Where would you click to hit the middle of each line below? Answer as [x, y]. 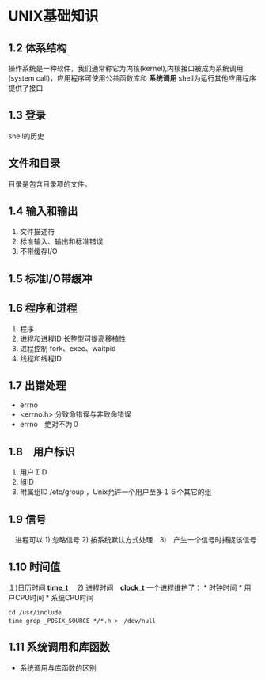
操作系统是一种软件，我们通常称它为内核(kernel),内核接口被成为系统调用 [126, 68]
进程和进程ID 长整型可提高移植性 [73, 338]
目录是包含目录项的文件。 [50, 183]
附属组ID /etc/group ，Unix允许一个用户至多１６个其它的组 [115, 492]
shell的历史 [26, 136]
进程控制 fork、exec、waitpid [68, 348]
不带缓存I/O [38, 251]
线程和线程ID [40, 358]
